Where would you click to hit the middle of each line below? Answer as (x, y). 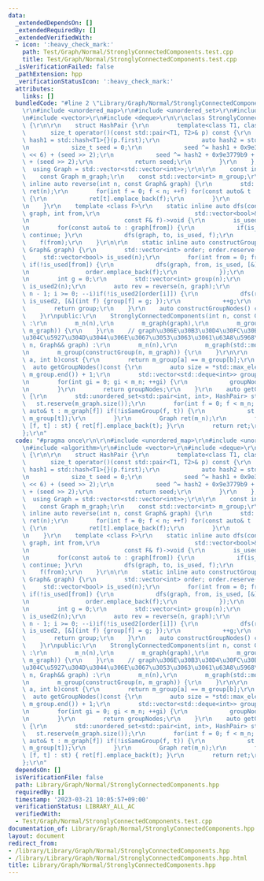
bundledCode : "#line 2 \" (58, 103)
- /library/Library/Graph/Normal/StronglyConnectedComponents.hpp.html (128, 858)
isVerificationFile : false (59, 777)
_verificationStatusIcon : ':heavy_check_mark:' (95, 81)
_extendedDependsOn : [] (54, 23)
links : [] (38, 96)
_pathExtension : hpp (49, 74)
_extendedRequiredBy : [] (56, 30)
